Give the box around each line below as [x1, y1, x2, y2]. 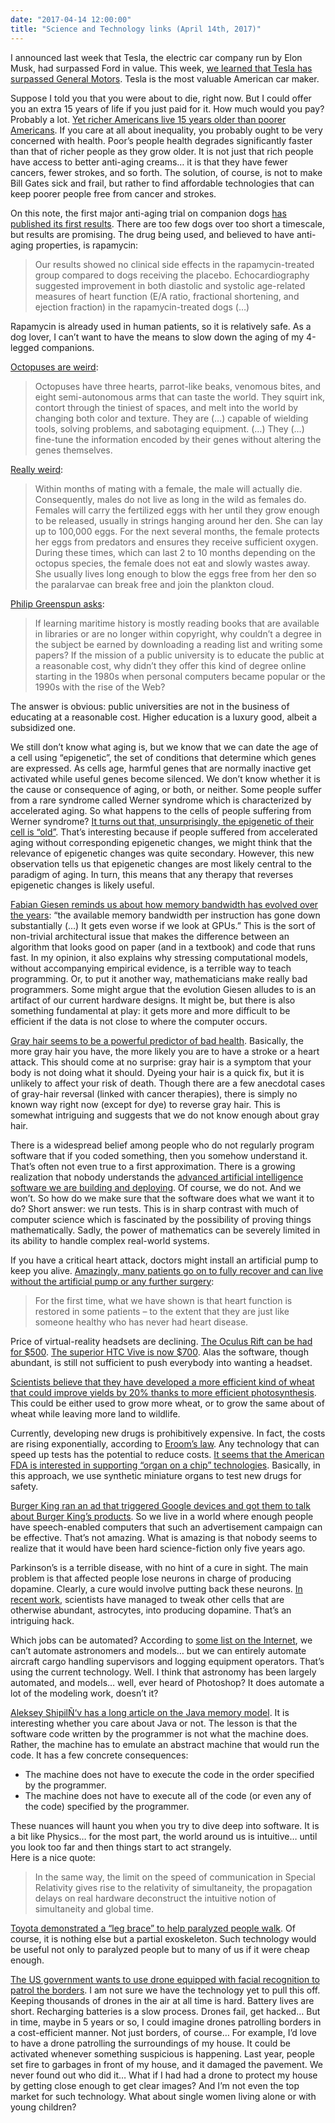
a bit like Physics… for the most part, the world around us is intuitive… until [10, 1830, 318, 1842]
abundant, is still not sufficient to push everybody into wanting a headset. [10, 1356, 313, 1368]
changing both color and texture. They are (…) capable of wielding [34, 412, 309, 424]
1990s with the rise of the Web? [34, 681, 166, 693]
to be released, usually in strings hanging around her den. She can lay [34, 514, 323, 526]
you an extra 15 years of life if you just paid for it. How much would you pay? [10, 102, 325, 115]
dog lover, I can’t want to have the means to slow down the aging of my [10, 331, 305, 343]
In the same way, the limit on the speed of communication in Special [34, 1871, 316, 1883]
